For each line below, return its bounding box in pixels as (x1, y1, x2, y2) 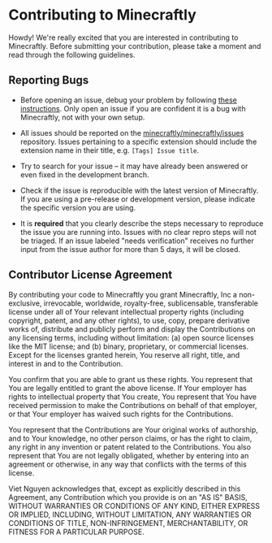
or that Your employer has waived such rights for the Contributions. (8, 409, 234, 419)
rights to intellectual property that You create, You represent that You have (8, 392, 257, 402)
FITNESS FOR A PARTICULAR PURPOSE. (8, 527, 145, 536)
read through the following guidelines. (8, 50, 136, 59)
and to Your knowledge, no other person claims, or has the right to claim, (8, 433, 253, 443)
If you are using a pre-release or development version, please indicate (19, 193, 256, 204)
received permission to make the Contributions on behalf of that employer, (8, 400, 257, 410)
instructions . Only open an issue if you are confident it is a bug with (19, 103, 246, 113)
